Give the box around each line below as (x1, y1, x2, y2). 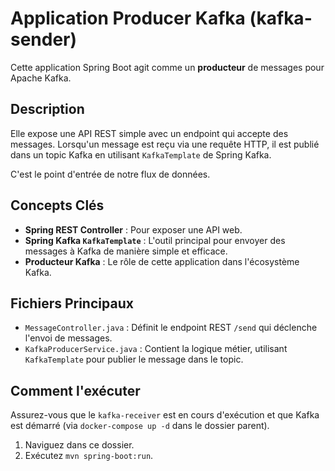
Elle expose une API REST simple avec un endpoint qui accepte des (10, 127, 289, 139)
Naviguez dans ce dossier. (24, 439, 135, 451)
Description (10, 101, 85, 118)
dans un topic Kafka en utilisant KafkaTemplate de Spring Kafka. (10, 148, 272, 161)
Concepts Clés (10, 197, 105, 214)
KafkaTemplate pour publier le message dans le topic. (24, 353, 244, 366)
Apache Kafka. (10, 72, 72, 84)
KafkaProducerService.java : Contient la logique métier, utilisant (24, 343, 288, 355)
